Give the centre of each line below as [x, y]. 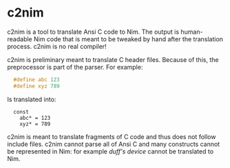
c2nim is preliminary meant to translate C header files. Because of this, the [113, 59]
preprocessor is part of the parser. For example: [75, 67]
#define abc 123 [36, 80]
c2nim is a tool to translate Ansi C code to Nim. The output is [93, 32]
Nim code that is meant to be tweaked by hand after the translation [128, 39]
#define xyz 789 [36, 86]
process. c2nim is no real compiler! [57, 46]
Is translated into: [32, 99]
